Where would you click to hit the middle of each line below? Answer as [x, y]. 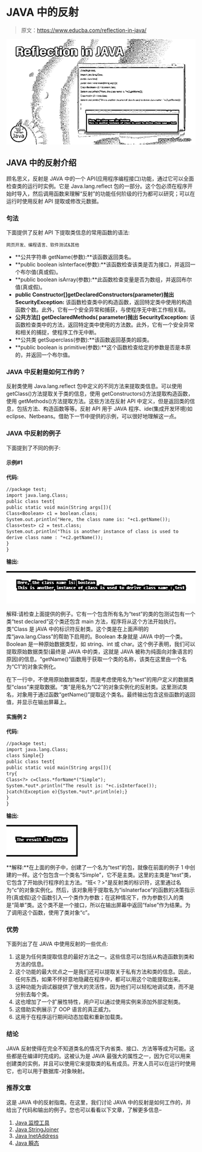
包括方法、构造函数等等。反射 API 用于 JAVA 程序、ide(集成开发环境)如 [105, 409]
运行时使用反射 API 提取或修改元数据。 [54, 201]
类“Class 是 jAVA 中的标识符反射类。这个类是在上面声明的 [78, 629]
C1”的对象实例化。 [37, 666]
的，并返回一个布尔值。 [44, 355]
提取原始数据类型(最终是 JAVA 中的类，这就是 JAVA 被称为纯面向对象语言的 [100, 651]
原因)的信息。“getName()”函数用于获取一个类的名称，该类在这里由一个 [94, 659]
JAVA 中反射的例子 [34, 433]
